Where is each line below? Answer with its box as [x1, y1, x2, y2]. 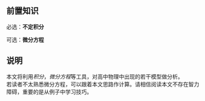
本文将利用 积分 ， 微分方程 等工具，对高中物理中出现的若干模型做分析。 [6, 72, 184, 80]
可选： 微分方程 [6, 36, 44, 43]
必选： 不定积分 [6, 23, 44, 30]
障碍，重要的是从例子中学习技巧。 [6, 88, 92, 96]
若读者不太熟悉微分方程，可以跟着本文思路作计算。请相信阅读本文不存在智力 [6, 80, 199, 88]
